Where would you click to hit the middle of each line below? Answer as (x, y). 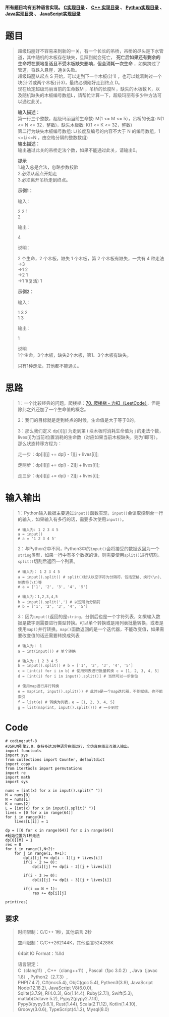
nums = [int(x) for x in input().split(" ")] (54, 790)
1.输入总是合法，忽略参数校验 (48, 167)
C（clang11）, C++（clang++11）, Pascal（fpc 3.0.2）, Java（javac (88, 970)
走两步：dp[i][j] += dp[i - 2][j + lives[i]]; (59, 465)
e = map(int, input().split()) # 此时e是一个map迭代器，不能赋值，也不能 (90, 691)
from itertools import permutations (44, 768)
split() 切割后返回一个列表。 (48, 561)
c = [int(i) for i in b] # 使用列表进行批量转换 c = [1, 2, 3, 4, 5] (89, 671)
